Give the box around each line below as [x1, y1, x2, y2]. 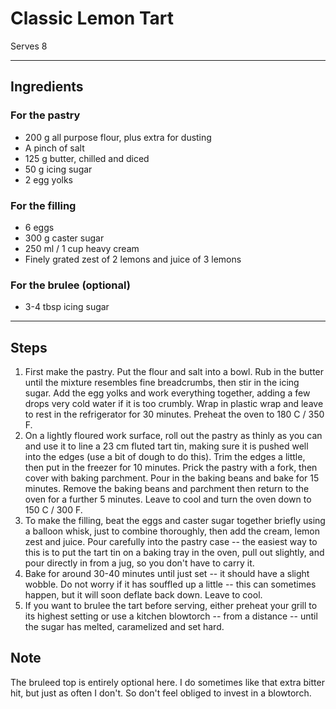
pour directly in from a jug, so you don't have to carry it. [24, 557, 255, 569]
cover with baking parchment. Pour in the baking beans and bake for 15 [24, 472, 320, 484]
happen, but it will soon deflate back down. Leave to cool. [24, 589, 263, 601]
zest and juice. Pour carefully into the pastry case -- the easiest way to [24, 536, 318, 548]
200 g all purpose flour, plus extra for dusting [24, 131, 212, 143]
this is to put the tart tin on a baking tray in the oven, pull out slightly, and [24, 547, 325, 559]
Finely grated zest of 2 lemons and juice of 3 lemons [24, 253, 242, 265]
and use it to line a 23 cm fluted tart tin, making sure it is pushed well [24, 440, 309, 452]
